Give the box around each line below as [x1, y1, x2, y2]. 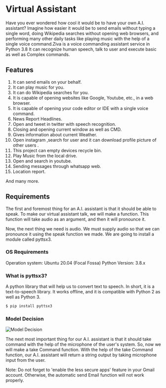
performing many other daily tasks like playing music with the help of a [5, 36, 150, 42]
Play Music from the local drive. [12, 153, 78, 159]
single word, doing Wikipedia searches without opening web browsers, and [5, 30, 159, 36]
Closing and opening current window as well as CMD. [12, 126, 122, 132]
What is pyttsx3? [5, 272, 47, 279]
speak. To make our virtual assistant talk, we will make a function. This [5, 211, 149, 217]
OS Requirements [5, 249, 49, 256]
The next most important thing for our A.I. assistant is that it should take [5, 336, 152, 342]
